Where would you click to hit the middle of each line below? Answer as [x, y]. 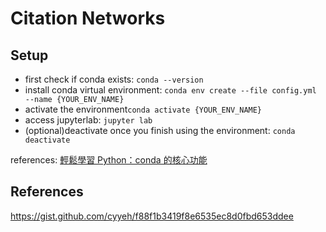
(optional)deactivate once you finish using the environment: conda [160, 130]
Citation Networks [88, 18]
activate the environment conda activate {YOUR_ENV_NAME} [143, 109]
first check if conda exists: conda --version [114, 79]
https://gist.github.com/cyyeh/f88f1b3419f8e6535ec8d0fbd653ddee [152, 216]
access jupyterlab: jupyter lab [88, 120]
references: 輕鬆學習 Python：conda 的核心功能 [109, 160]
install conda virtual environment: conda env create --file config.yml [170, 90]
